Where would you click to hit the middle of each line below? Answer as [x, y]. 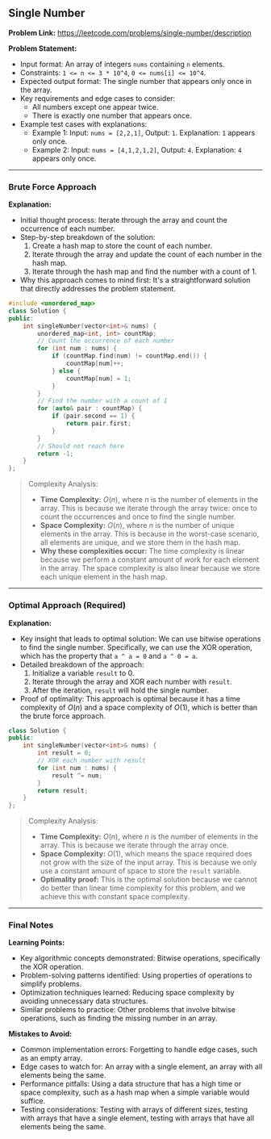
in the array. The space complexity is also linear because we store [150, 568]
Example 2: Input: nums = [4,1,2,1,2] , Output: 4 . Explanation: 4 [137, 149]
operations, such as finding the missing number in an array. [119, 1018]
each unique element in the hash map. [104, 577]
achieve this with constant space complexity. [115, 897]
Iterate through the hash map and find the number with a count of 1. [144, 272]
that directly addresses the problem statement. [98, 289]
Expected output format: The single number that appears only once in [136, 81]
